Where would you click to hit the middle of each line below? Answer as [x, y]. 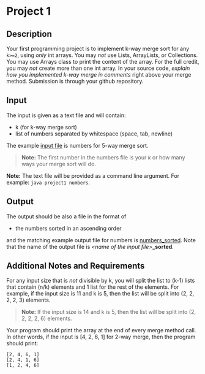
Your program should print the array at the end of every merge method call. [101, 330]
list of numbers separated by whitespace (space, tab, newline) [94, 134]
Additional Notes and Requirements [76, 266]
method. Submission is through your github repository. [75, 81]
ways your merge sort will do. [59, 164]
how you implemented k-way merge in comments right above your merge [99, 74]
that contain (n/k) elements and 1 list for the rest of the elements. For [93, 287]
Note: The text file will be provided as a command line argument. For [93, 175]
